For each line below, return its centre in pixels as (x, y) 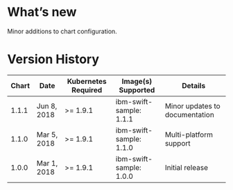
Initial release (186, 167)
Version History (53, 59)
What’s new (42, 12)
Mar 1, (47, 163)
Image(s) (137, 81)
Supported (137, 89)
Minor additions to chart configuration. (62, 31)
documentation (190, 114)
